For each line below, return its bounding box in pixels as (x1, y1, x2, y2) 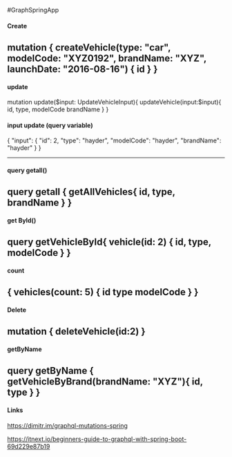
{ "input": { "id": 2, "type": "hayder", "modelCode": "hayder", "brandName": (7, 136, 222, 144)
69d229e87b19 (7, 442, 50, 450)
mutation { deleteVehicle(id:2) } (7, 326, 146, 337)
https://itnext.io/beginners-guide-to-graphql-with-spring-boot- (7, 435, 187, 443)
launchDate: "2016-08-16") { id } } (7, 63, 158, 75)
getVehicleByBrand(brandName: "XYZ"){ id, (7, 376, 204, 388)
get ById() (7, 216, 37, 224)
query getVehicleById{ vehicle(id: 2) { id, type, (7, 236, 212, 248)
